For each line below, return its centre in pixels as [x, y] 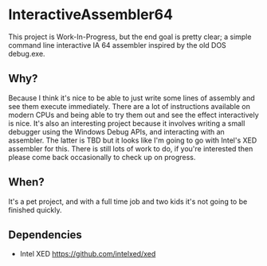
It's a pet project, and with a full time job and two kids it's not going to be [128, 201]
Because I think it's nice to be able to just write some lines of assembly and [132, 98]
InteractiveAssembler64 [91, 15]
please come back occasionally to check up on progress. [102, 157]
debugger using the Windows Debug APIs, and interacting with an [116, 131]
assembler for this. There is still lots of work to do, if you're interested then [131, 148]
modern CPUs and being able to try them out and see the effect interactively [133, 115]
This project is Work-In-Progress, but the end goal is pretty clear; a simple [130, 37]
